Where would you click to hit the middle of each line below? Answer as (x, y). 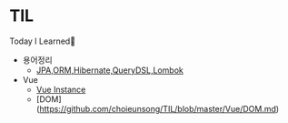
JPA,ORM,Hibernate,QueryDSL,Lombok (109, 70)
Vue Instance (61, 89)
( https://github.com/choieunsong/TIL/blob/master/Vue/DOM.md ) (158, 108)
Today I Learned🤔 (42, 41)
